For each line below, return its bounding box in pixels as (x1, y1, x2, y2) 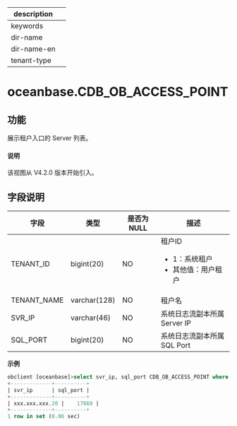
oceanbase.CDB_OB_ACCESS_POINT (7, 84, 229, 100)
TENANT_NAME (11, 295, 64, 305)
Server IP (160, 318, 192, 328)
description (13, 9, 53, 18)
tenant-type (11, 56, 51, 65)
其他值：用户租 (172, 265, 223, 275)
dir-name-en (11, 44, 56, 54)
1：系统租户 (172, 254, 213, 264)
